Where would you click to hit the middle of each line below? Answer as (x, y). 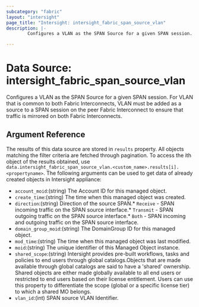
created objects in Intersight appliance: (54, 179)
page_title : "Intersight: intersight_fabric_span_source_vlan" (86, 23)
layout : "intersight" (33, 17)
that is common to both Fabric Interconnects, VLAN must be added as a (94, 104)
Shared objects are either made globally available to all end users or (98, 273)
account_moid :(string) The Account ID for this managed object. (91, 191)
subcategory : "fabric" (34, 12)
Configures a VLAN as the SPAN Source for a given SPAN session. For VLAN (99, 97)
